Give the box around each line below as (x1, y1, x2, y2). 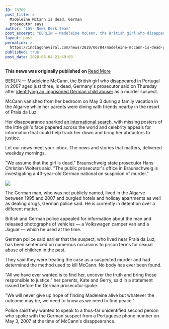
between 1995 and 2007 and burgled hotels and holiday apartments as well (5, 195, 161, 201)
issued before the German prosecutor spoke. (5, 283, 99, 289)
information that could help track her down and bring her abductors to (5, 130, 150, 136)
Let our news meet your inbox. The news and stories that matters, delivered (5, 145, 162, 151)
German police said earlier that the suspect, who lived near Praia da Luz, (5, 236, 156, 242)
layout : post (5, 36, 33, 41)
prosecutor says (10, 21, 44, 27)
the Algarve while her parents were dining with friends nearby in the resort (5, 104, 160, 110)
